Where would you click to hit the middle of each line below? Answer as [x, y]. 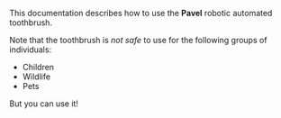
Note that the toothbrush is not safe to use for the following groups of [138, 40]
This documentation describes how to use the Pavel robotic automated [141, 13]
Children [38, 67]
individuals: [31, 50]
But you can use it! [44, 104]
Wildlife [36, 77]
